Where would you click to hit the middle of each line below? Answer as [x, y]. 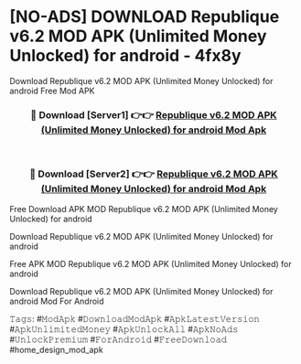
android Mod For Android [57, 301]
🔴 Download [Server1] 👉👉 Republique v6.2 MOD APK [154, 114]
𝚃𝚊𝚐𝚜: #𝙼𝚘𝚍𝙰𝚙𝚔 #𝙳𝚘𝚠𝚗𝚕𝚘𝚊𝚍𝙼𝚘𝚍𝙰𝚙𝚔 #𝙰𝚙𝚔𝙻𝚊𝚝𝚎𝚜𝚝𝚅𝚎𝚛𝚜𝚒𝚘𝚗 [135, 318]
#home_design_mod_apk [56, 349]
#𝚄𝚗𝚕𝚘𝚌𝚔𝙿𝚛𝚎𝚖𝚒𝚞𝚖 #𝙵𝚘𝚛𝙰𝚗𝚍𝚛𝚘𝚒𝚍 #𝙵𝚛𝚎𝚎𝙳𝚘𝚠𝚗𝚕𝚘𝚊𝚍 [118, 339]
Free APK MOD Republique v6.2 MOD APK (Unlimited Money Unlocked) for [150, 263]
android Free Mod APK [52, 91]
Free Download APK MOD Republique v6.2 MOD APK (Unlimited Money [144, 209]
